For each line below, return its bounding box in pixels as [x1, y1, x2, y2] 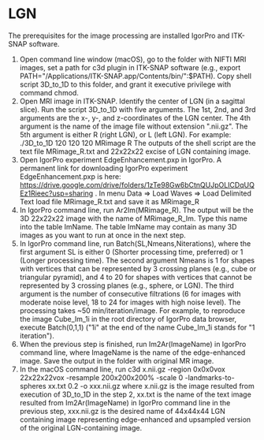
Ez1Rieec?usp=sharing [19, 188, 94, 198]
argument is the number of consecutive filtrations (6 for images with [19, 289, 242, 298]
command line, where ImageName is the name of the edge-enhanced [19, 348, 246, 357]
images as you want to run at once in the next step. [19, 230, 187, 240]
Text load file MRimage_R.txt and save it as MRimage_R [19, 196, 199, 206]
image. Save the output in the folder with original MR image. [19, 356, 214, 365]
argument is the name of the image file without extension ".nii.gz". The [19, 121, 248, 131]
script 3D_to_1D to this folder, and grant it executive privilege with [19, 80, 232, 89]
